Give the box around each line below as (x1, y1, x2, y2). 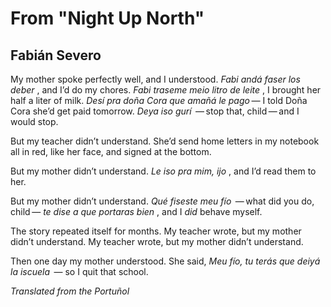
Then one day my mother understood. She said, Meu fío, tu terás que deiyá (10, 255, 321, 267)
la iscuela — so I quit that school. (10, 266, 149, 277)
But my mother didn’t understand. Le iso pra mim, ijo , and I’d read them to (10, 165, 317, 177)
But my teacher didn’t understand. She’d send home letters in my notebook (10, 135, 320, 147)
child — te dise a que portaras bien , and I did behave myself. (10, 206, 263, 217)
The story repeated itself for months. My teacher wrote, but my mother (10, 225, 302, 237)
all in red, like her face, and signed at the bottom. (10, 146, 212, 157)
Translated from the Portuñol (10, 285, 130, 297)
